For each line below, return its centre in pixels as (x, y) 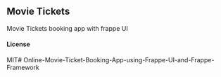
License (19, 44)
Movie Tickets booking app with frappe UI (67, 28)
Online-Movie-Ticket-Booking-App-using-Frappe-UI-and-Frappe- (119, 60)
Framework (23, 68)
